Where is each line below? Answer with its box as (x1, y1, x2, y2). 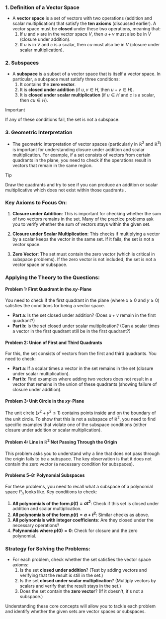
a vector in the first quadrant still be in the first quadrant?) (12, 328, 131, 334)
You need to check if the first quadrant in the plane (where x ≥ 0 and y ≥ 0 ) (5, 297, 160, 303)
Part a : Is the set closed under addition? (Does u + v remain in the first (12, 312, 156, 318)
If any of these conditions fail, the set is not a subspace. (5, 116, 120, 122)
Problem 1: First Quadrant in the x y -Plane (5, 286, 92, 292)
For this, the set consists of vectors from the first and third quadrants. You (5, 351, 157, 356)
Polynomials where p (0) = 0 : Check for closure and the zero (12, 528, 138, 533)
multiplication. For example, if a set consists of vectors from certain (12, 152, 151, 158)
